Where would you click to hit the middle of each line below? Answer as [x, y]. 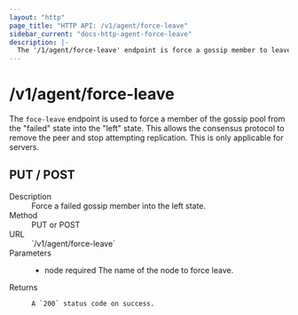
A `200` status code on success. [93, 303]
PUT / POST [42, 175]
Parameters [30, 253]
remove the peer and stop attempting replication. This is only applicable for [146, 138]
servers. [24, 147]
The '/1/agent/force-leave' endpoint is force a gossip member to [142, 51]
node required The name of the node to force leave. [139, 270]
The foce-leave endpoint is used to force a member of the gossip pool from [147, 119]
